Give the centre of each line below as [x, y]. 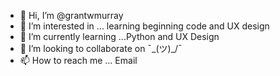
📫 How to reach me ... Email [78, 60]
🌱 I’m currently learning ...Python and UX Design [119, 36]
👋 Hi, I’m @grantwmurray [71, 15]
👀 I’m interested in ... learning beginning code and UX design [144, 26]
